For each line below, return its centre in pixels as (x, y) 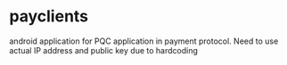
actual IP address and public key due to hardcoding (104, 50)
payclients (49, 16)
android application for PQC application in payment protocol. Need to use (144, 41)
